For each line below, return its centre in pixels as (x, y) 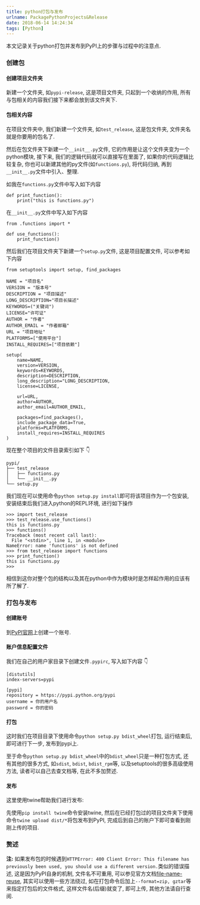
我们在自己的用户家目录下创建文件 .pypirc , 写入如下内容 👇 (77, 661)
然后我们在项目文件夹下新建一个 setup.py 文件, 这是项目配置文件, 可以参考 (96, 251)
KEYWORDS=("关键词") (30, 306)
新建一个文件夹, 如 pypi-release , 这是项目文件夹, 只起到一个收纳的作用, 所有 (99, 92)
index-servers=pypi (30, 679)
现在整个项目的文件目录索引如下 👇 (48, 450)
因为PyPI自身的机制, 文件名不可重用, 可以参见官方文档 (90, 873)
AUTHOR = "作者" (25, 319)
